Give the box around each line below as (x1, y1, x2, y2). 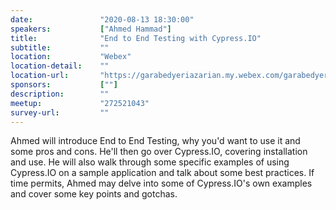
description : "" (10, 89, 110, 99)
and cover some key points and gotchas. (10, 188, 178, 200)
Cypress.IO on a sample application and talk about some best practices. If (10, 167, 315, 179)
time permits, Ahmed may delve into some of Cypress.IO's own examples (10, 177, 313, 190)
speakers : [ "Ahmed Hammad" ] (10, 24, 172, 34)
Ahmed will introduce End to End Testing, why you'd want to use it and (10, 135, 301, 147)
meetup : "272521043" (10, 98, 150, 108)
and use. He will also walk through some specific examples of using (10, 156, 290, 168)
